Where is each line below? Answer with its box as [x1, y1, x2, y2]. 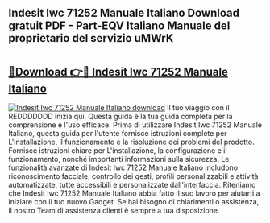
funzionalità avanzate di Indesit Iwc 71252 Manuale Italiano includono [8, 163, 239, 172]
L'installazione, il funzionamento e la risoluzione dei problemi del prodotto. [8, 137, 255, 147]
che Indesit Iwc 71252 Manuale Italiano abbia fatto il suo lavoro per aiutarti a [8, 188, 260, 198]
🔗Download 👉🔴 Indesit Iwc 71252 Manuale [8, 64, 228, 79]
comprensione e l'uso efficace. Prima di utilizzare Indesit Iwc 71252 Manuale [8, 120, 262, 130]
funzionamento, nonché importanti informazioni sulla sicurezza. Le [8, 155, 230, 163]
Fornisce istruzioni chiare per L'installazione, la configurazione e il [8, 146, 227, 155]
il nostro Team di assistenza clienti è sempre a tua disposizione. [8, 205, 220, 215]
